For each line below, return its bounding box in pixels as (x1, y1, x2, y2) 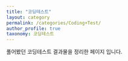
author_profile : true (6, 25, 61, 32)
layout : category (6, 14, 50, 20)
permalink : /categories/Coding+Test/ (6, 20, 101, 26)
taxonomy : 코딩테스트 (6, 31, 54, 37)
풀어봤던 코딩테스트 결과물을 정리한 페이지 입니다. (6, 48, 123, 56)
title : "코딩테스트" (6, 8, 52, 15)
